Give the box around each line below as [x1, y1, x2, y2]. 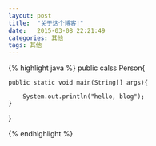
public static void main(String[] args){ [8, 79, 149, 87]
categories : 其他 [8, 34, 64, 42]
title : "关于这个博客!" [8, 19, 84, 27]
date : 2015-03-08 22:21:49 [8, 26, 106, 34]
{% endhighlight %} [8, 129, 74, 139]
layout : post [8, 11, 52, 20]
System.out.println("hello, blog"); [22, 93, 146, 101]
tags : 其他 [8, 41, 42, 49]
